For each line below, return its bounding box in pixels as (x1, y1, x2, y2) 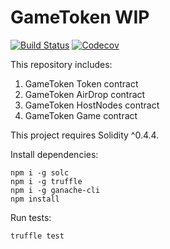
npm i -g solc (10, 167, 70, 178)
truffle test (10, 231, 65, 241)
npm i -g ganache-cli (10, 185, 101, 195)
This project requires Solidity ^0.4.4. (10, 129, 160, 141)
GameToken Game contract (24, 109, 138, 121)
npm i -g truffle (10, 176, 83, 186)
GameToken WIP (10, 6, 150, 29)
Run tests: (10, 211, 52, 223)
